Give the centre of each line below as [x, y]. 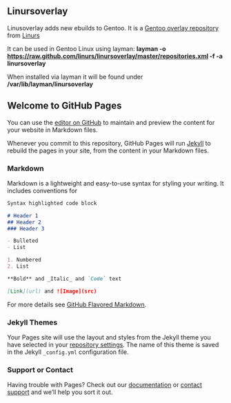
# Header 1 [23, 216]
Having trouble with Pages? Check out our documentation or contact [104, 385]
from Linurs [23, 35]
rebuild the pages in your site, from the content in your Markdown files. [108, 150]
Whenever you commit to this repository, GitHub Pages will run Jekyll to [109, 143]
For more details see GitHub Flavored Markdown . [77, 304]
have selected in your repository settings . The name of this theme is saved [113, 344]
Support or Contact [40, 370]
